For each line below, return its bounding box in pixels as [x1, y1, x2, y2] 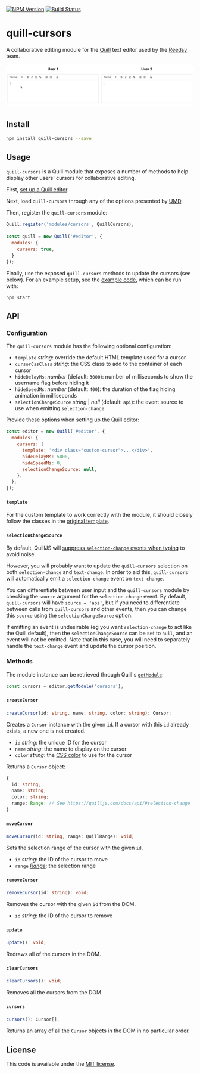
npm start [6, 294, 31, 300]
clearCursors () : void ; [6, 978, 62, 984]
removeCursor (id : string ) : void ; [6, 890, 89, 896]
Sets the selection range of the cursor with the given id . [6, 844, 143, 852]
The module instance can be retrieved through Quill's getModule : [6, 671, 164, 678]
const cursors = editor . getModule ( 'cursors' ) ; [6, 683, 124, 689]
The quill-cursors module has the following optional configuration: [6, 343, 172, 350]
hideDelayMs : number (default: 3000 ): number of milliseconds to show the [14, 373, 193, 380]
